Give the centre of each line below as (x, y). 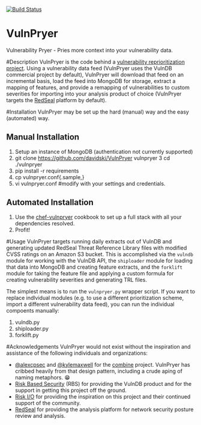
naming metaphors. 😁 (42, 377)
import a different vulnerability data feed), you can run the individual (91, 304)
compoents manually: (33, 310)
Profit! (22, 230)
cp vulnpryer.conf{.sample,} (49, 177)
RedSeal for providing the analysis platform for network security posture (104, 409)
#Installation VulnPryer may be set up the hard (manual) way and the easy (97, 112)
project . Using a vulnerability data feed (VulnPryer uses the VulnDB (89, 68)
